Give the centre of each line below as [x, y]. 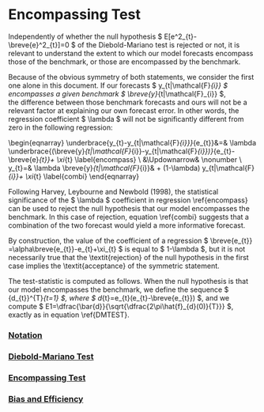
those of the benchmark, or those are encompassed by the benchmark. [124, 62]
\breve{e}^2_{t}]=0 [39, 44]
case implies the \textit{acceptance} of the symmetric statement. [114, 266]
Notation [25, 335]
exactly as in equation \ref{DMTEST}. [69, 315]
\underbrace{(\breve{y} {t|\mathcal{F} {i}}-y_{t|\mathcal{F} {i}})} [111, 151]
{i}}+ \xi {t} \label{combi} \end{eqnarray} [74, 176]
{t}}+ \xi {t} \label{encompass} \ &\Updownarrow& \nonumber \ [141, 159]
